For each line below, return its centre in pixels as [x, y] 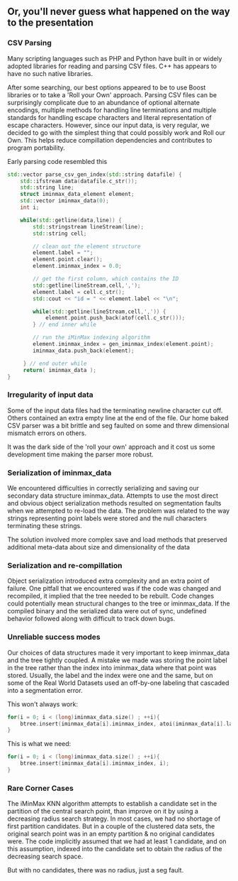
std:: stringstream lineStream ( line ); [88, 226]
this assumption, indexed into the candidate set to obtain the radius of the [115, 849]
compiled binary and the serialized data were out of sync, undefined [107, 611]
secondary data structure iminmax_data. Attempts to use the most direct [113, 496]
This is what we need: [39, 744]
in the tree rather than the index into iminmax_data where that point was [112, 667]
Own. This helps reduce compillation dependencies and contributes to [110, 140]
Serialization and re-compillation [65, 565]
